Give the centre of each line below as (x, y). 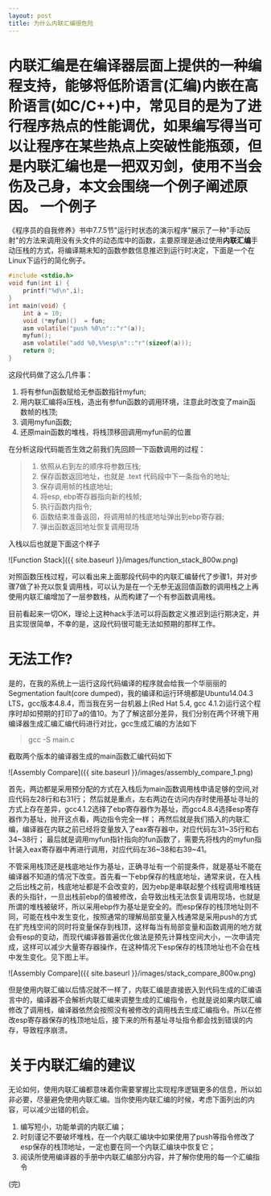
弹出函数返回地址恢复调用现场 (89, 526)
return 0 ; (39, 351)
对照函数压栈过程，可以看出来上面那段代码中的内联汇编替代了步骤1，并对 (129, 576)
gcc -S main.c (51, 739)
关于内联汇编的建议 (72, 1066)
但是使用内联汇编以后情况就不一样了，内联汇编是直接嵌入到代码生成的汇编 (131, 989)
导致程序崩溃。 (47, 1030)
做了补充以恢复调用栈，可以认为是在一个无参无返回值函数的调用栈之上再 (139, 586)
